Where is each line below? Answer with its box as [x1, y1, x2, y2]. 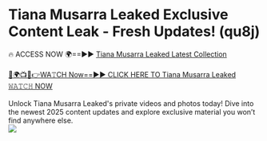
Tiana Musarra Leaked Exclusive [8, 6, 229, 24]
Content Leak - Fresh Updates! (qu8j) [8, 22, 261, 41]
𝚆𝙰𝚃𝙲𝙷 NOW [8, 81, 54, 91]
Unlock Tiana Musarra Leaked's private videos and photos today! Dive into [8, 98, 254, 108]
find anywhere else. [8, 116, 74, 125]
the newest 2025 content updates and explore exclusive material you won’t [8, 107, 256, 116]
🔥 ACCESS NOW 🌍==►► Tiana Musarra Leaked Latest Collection [8, 49, 228, 59]
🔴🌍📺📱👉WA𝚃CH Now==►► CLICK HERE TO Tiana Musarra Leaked [8, 69, 237, 79]
